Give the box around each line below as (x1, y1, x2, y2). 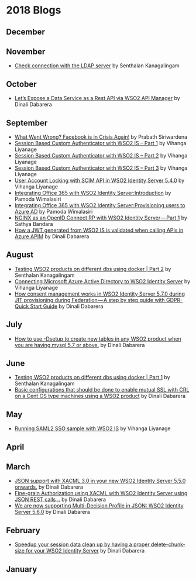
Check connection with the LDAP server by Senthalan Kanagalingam (14, 62, 180, 69)
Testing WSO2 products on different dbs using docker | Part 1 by (14, 374, 170, 381)
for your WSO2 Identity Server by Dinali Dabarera (26, 547, 145, 554)
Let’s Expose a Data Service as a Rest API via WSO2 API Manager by (14, 95, 180, 102)
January (6, 564, 37, 574)
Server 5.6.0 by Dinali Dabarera (14, 509, 90, 516)
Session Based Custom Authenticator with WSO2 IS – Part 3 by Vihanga (14, 164, 188, 171)
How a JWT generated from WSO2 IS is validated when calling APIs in (14, 226, 184, 234)
